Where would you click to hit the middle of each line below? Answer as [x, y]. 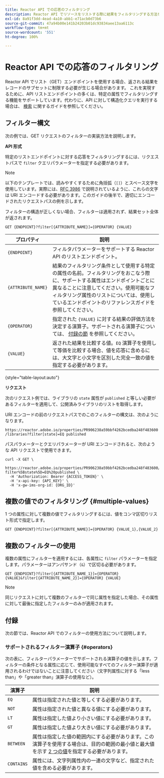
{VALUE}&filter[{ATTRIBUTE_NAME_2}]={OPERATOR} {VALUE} [63, 578]
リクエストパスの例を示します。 [54, 201]
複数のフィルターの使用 [40, 546]
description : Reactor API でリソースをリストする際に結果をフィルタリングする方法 [81, 14]
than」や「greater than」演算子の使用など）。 [51, 677]
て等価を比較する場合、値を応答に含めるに [101, 350]
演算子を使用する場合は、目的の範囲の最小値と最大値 [93, 744]
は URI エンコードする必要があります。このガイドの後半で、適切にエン [76, 195]
